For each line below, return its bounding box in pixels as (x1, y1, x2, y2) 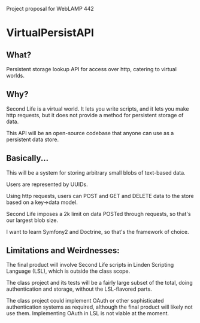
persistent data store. (6, 136, 59, 143)
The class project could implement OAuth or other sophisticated (6, 297, 164, 304)
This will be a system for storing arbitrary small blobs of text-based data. (6, 169, 186, 176)
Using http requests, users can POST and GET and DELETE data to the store (6, 192, 194, 199)
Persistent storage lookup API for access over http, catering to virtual (6, 66, 177, 72)
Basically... (6, 153, 49, 163)
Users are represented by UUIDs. (6, 181, 88, 188)
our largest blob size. (6, 217, 59, 224)
